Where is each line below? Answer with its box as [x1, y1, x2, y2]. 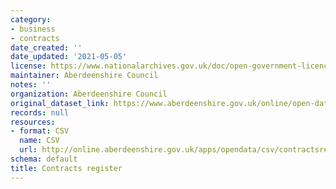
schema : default [10, 154, 78, 164]
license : [10, 61, 47, 71]
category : [10, 14, 52, 25]
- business [10, 24, 56, 34]
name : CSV [19, 136, 60, 146]
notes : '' [10, 80, 52, 90]
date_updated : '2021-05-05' [10, 52, 128, 62]
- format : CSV [10, 126, 70, 136]
